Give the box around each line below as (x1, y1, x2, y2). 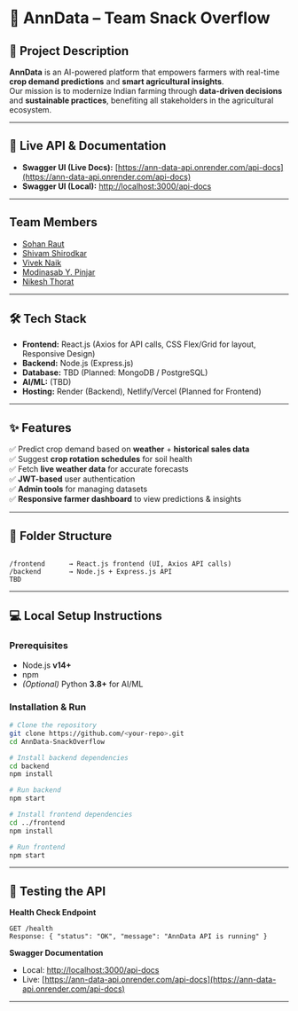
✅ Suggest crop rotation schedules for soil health (9, 454, 192, 465)
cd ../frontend (9, 818, 66, 827)
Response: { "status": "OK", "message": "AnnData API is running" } (9, 932, 268, 941)
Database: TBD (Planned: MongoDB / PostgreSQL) (21, 367, 208, 378)
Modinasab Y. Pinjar (21, 266, 96, 278)
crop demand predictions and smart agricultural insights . (9, 76, 224, 87)
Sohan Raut (21, 239, 65, 249)
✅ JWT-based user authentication (9, 474, 136, 484)
